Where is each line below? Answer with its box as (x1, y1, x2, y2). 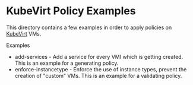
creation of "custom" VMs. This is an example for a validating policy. (14, 72, 182, 79)
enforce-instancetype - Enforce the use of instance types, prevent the (14, 65, 187, 73)
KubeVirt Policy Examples (6, 4, 136, 18)
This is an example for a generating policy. (14, 59, 119, 67)
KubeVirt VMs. (6, 30, 42, 37)
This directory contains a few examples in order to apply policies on (6, 24, 172, 31)
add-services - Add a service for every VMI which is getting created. (14, 53, 183, 60)
